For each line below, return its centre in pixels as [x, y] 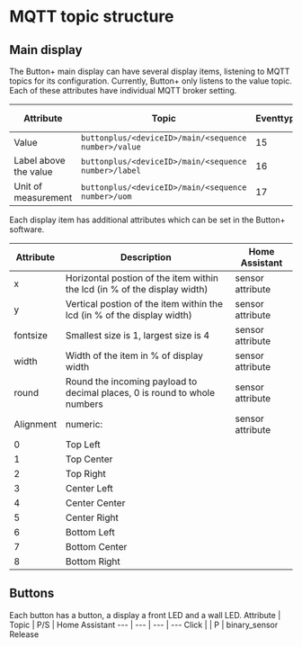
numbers [84, 404]
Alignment [36, 424]
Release [24, 634]
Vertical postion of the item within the [144, 304]
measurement [43, 198]
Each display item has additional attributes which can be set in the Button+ [147, 220]
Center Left [90, 488]
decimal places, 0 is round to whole [141, 393]
